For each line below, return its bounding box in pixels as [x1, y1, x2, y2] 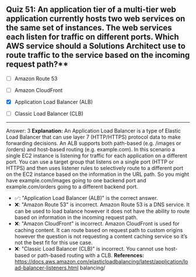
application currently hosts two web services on [6, 14, 185, 24]
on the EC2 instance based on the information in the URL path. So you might [6, 171, 190, 178]
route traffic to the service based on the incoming [6, 50, 190, 60]
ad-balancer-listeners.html [14, 264, 79, 271]
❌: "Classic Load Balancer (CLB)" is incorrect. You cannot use [14, 245, 164, 252]
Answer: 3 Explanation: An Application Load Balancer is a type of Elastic [6, 127, 181, 134]
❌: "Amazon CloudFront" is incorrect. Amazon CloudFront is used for [14, 220, 180, 227]
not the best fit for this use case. [14, 239, 93, 246]
